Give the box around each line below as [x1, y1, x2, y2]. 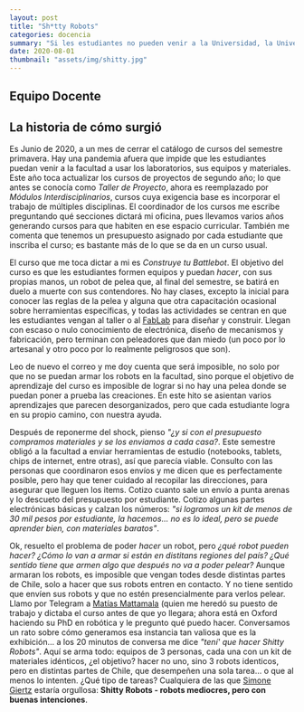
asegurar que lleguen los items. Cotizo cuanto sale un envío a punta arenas [9, 485, 290, 496]
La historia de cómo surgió [9, 119, 163, 135]
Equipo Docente [9, 89, 101, 104]
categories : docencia [9, 30, 91, 39]
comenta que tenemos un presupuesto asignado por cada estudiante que [9, 230, 283, 241]
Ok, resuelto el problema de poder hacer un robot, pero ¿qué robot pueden [9, 540, 290, 552]
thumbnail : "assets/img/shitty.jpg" [9, 55, 147, 64]
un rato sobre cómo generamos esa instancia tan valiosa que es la [9, 627, 256, 638]
